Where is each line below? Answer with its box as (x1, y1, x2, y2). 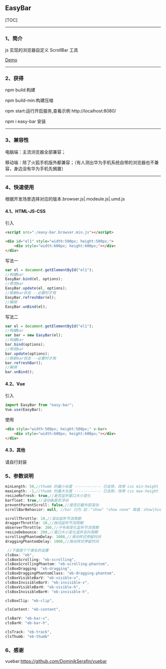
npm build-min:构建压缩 (5, 97, 53, 103)
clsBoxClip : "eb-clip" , (5, 598, 54, 603)
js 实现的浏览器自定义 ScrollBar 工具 (5, 47, 79, 53)
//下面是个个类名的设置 (7, 548, 49, 553)
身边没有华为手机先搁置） (13, 166, 66, 171)
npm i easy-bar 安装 (5, 119, 46, 125)
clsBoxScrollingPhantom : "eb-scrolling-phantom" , (5, 562, 110, 567)
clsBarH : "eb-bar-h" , (5, 621, 50, 626)
